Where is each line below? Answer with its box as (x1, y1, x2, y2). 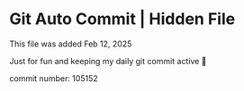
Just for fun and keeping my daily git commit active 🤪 (9, 55, 207, 66)
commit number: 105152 (9, 72, 98, 84)
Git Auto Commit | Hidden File (9, 9, 236, 29)
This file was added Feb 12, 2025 (9, 38, 132, 49)
